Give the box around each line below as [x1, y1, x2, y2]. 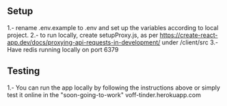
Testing [7, 65, 40, 77]
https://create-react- [159, 31, 218, 39]
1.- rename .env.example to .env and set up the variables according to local [7, 23, 219, 31]
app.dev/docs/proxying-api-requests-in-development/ [7, 38, 161, 47]
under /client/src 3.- [161, 38, 219, 47]
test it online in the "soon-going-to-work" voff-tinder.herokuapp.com [7, 90, 202, 98]
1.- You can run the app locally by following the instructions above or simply [7, 83, 221, 92]
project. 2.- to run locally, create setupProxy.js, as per [7, 31, 159, 39]
